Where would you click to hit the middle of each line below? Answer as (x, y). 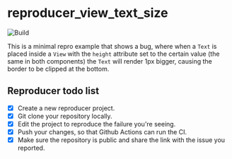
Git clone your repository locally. (65, 116)
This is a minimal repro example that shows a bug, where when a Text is (112, 46)
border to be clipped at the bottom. (58, 69)
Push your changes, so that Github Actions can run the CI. (102, 131)
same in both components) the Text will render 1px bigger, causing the (110, 61)
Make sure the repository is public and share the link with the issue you (121, 140)
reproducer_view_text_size (88, 13)
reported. (31, 148)
